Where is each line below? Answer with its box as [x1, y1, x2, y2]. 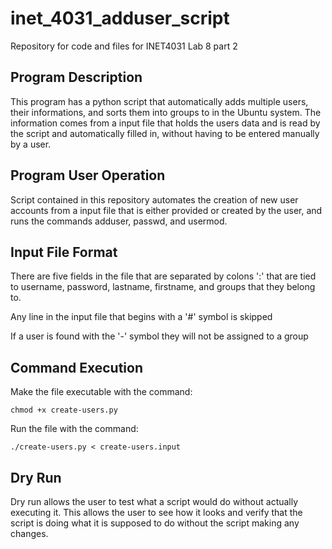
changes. [10, 528, 49, 539]
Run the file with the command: [10, 423, 139, 435]
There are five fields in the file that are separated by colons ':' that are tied [10, 270, 317, 282]
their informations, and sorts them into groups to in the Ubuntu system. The [10, 106, 322, 118]
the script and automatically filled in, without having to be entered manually [10, 127, 320, 139]
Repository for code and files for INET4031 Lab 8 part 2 [10, 40, 238, 52]
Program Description [10, 69, 143, 86]
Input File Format [10, 243, 118, 261]
